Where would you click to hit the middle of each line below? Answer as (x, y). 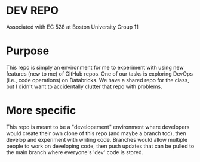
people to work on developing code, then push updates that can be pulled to (100, 146)
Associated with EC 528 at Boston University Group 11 (72, 27)
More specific (41, 110)
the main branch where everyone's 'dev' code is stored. (75, 152)
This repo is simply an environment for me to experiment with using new (95, 67)
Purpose (28, 51)
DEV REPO (32, 10)
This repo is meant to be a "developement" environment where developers (98, 127)
